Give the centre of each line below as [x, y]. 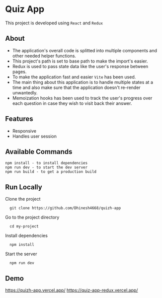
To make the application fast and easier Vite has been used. [74, 77]
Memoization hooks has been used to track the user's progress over [82, 98]
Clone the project [23, 199]
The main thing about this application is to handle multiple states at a [82, 82]
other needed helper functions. [44, 56]
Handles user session [35, 136]
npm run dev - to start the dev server [46, 167]
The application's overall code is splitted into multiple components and [85, 50]
